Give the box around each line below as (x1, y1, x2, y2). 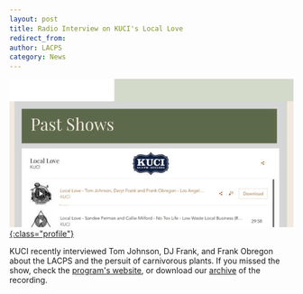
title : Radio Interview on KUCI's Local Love (9, 23, 183, 33)
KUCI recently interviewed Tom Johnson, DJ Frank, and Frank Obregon (9, 245, 273, 256)
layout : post (9, 14, 59, 23)
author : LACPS (9, 43, 63, 52)
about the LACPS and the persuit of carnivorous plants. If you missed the (9, 255, 280, 266)
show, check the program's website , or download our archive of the (9, 264, 262, 275)
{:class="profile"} (9, 228, 75, 239)
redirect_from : (9, 33, 67, 42)
